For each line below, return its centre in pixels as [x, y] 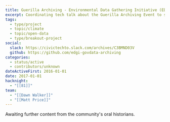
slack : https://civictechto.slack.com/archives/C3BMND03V [72, 48]
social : [13, 43]
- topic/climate [27, 29]
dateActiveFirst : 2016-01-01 [36, 72]
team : [11, 90]
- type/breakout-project [36, 39]
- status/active [27, 62]
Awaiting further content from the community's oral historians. [70, 114]
